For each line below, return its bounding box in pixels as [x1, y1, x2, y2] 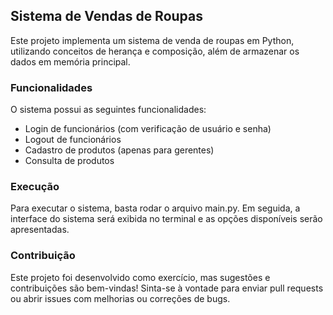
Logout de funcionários [24, 134, 122, 146]
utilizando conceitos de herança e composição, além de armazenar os [10, 45, 300, 57]
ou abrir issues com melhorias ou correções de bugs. [10, 292, 231, 304]
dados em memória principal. [10, 55, 131, 68]
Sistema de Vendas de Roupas [10, 8, 203, 25]
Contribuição [10, 249, 76, 263]
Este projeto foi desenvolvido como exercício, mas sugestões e [10, 271, 271, 283]
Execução [10, 180, 60, 194]
